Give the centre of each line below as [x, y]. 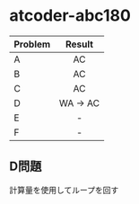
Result [80, 44]
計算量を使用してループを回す [64, 190]
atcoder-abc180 [70, 16]
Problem [32, 44]
